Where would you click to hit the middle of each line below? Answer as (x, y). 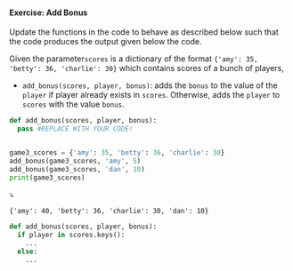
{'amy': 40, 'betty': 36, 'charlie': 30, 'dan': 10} (109, 211)
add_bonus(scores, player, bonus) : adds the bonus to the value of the (150, 85)
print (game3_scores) (48, 178)
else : (28, 252)
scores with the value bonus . (73, 104)
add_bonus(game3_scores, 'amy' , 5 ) (75, 161)
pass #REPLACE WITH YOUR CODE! (75, 129)
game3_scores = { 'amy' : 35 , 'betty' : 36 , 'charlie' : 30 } (117, 152)
